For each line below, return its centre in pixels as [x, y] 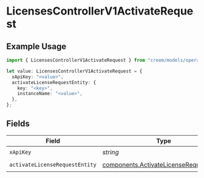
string [111, 153]
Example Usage [36, 46]
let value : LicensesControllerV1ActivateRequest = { [74, 71]
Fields [18, 124]
